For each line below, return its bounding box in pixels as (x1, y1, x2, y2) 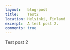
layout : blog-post (5, 7, 48, 12)
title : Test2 (5, 12, 39, 17)
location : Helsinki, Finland (5, 16, 66, 21)
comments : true (5, 26, 37, 31)
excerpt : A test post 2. (5, 21, 59, 26)
